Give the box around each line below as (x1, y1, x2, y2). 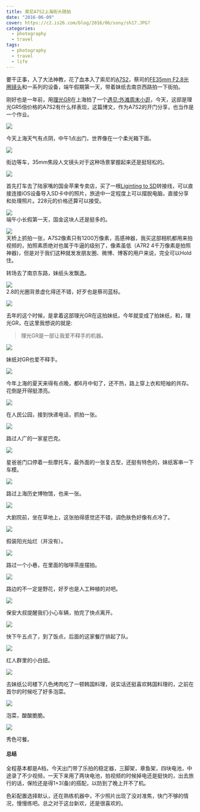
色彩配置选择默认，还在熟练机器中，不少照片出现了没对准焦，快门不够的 (6, 792, 183, 799)
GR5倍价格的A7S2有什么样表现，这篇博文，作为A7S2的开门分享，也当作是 (11, 103, 194, 110)
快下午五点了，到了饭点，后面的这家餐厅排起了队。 (6, 633, 132, 640)
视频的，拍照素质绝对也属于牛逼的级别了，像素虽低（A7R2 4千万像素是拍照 (6, 242, 192, 249)
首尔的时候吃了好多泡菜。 (6, 687, 69, 695)
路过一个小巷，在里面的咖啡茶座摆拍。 (6, 561, 100, 568)
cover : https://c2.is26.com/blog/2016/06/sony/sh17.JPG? (6, 20, 151, 26)
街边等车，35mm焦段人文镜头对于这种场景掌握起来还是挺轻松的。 (6, 158, 168, 166)
